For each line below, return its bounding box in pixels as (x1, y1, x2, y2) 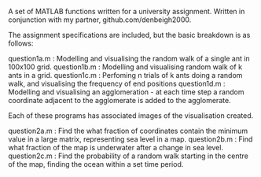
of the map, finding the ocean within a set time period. (8, 160, 184, 168)
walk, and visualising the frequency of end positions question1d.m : (8, 79, 226, 88)
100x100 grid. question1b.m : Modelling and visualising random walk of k (8, 62, 242, 72)
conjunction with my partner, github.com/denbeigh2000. (8, 15, 192, 24)
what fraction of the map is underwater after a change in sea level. (8, 143, 224, 152)
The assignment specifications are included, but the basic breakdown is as (8, 31, 251, 39)
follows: (8, 39, 34, 48)
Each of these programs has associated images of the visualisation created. (8, 111, 254, 120)
